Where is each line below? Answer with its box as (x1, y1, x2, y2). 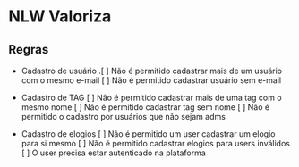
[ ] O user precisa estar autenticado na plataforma (21, 147, 207, 158)
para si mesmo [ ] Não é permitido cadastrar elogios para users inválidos (21, 138, 290, 148)
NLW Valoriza (8, 6, 112, 27)
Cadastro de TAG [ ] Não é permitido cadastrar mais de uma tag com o (21, 92, 283, 103)
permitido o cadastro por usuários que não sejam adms (21, 112, 226, 121)
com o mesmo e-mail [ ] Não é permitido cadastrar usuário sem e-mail (21, 75, 282, 86)
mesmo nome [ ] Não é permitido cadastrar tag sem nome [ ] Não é (21, 102, 270, 113)
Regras (8, 42, 49, 57)
